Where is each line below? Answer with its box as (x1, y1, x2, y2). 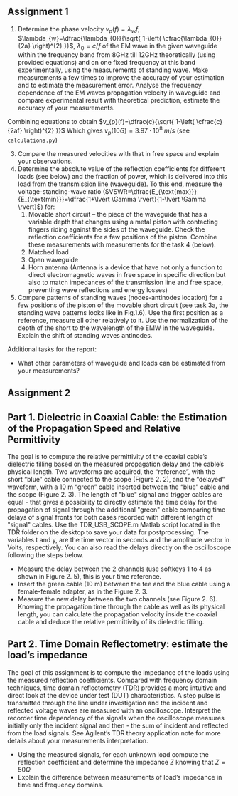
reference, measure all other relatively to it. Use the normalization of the (17, 316, 229, 324)
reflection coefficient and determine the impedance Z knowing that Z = (17, 758, 226, 766)
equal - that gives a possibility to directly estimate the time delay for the (7, 498, 217, 507)
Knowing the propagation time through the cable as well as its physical (17, 602, 225, 611)
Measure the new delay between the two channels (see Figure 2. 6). (17, 595, 218, 604)
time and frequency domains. (17, 780, 104, 789)
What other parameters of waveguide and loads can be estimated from (17, 358, 226, 367)
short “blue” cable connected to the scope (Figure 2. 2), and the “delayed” (7, 475, 225, 484)
